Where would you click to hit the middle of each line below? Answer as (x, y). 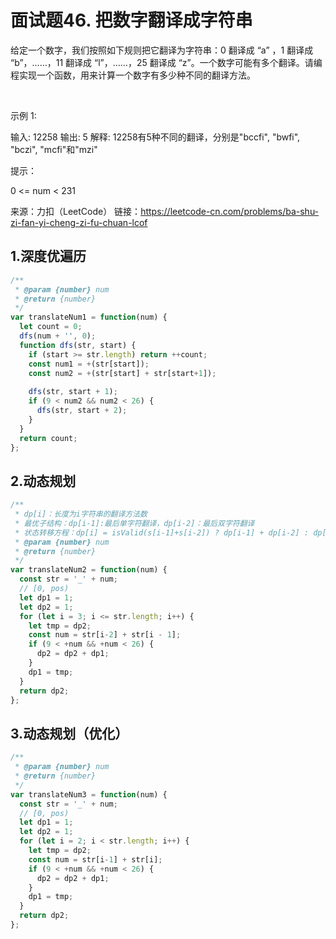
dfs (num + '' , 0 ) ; (58, 336)
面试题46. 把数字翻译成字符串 (131, 20)
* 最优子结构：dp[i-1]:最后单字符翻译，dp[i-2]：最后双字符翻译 (134, 523)
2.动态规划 (43, 481)
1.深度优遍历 (48, 256)
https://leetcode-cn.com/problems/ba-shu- (230, 211)
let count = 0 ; (51, 327)
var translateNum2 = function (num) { (89, 570)
